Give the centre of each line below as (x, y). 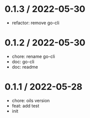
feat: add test (25, 106)
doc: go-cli (23, 61)
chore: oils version (31, 100)
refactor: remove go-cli (36, 23)
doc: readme (25, 67)
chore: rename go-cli (33, 56)
